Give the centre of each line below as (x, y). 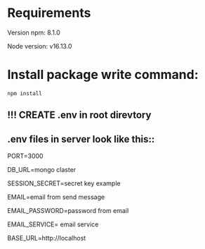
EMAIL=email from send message (56, 197)
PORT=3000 (25, 156)
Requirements (49, 13)
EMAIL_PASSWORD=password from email (68, 211)
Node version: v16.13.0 (40, 46)
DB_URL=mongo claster (42, 170)
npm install (25, 93)
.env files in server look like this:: (81, 139)
